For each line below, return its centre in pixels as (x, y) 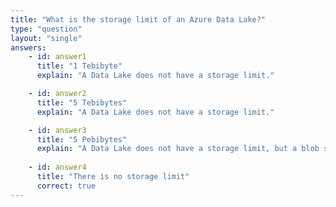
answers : (28, 47)
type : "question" (46, 29)
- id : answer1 (57, 57)
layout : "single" (46, 38)
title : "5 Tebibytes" (82, 102)
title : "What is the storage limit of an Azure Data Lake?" (138, 19)
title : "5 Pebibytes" (82, 139)
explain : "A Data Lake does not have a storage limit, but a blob (178, 149)
